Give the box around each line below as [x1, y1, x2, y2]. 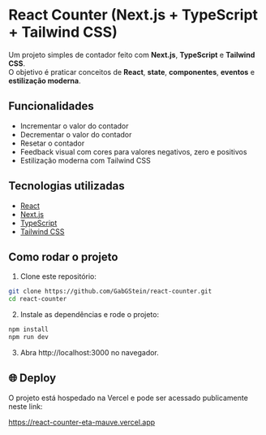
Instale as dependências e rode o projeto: [19, 310, 160, 320]
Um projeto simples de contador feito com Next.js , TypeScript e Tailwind [8, 50, 255, 59]
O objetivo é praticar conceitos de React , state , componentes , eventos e [8, 67, 255, 76]
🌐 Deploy [8, 372, 57, 385]
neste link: [8, 401, 43, 411]
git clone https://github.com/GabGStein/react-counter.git [8, 287, 212, 296]
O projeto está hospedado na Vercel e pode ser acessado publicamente [8, 393, 249, 402]
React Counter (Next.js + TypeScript [8, 6, 258, 24]
